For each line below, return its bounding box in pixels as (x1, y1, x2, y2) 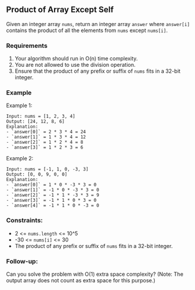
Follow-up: (6, 257, 39, 265)
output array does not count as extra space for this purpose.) (6, 277, 156, 283)
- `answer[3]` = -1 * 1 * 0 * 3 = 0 (6, 198, 97, 204)
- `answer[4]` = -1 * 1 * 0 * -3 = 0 (6, 202, 100, 209)
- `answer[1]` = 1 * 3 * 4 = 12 (6, 134, 86, 140)
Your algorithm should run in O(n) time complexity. (14, 55, 138, 62)
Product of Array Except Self (6, 5, 114, 15)
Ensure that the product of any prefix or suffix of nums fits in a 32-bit (14, 67, 181, 75)
